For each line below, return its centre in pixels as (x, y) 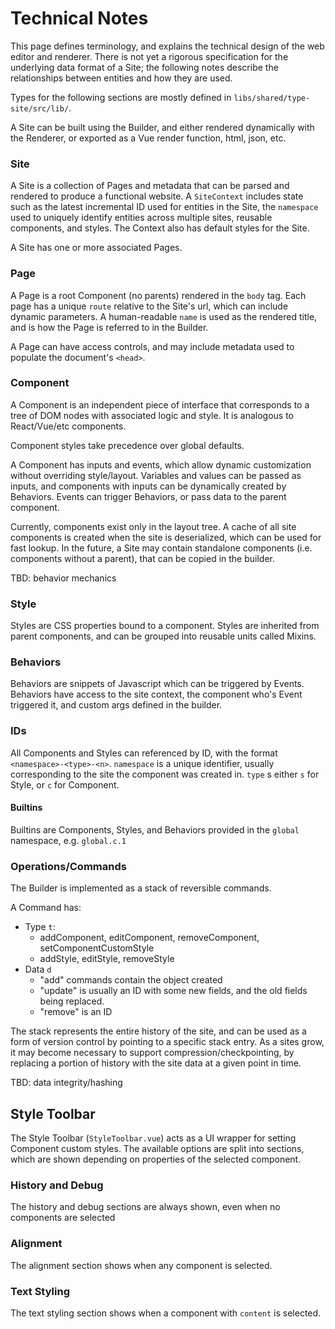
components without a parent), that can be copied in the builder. (142, 558)
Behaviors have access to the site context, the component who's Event (156, 694)
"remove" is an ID (76, 1012)
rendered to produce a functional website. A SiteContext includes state (157, 196)
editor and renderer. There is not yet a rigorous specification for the (149, 56)
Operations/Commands (68, 866)
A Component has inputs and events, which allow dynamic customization (161, 464)
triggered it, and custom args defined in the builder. (116, 705)
